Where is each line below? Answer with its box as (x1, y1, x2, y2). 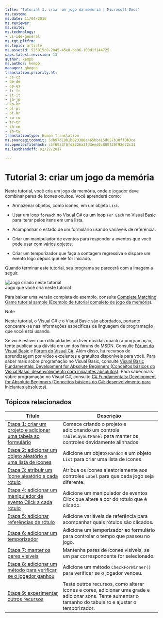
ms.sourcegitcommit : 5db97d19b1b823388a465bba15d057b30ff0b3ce (5, 138, 136, 143)
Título (26, 412, 40, 419)
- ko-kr (5, 102, 21, 107)
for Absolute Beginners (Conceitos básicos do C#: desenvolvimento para (5, 379, 151, 384)
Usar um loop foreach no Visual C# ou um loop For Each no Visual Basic (12, 212, 156, 218)
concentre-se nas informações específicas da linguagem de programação (5, 323, 154, 329)
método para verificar (7, 567, 57, 573)
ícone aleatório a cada (7, 473, 58, 479)
